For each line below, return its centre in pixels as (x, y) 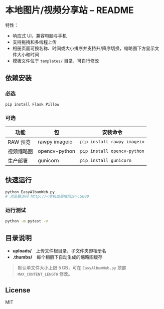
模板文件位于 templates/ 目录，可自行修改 (56, 61)
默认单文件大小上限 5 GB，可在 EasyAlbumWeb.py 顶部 (72, 268)
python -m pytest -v (27, 221)
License (18, 290)
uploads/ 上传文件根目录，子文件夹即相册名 (59, 251)
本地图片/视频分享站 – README (69, 10)
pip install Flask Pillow (32, 104)
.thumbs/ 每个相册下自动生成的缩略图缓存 (57, 257)
